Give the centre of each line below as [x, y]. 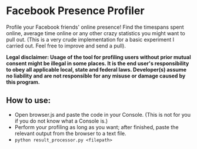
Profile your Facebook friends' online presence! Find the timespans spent [95, 27]
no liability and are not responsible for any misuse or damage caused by [96, 76]
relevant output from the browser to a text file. [70, 133]
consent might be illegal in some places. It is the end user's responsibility [98, 63]
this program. [23, 82]
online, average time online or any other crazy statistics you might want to [96, 33]
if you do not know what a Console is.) [61, 121]
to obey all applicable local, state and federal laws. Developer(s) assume [96, 69]
